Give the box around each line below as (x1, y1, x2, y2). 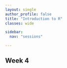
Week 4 (5, 57, 30, 65)
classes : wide (5, 21, 34, 26)
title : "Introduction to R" (5, 16, 63, 21)
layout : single (5, 7, 36, 12)
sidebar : (5, 30, 23, 35)
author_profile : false (5, 12, 52, 17)
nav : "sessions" (9, 34, 43, 39)
